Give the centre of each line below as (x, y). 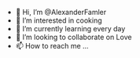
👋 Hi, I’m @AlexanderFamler (61, 12)
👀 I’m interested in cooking (59, 20)
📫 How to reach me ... (52, 46)
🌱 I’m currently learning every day (70, 29)
